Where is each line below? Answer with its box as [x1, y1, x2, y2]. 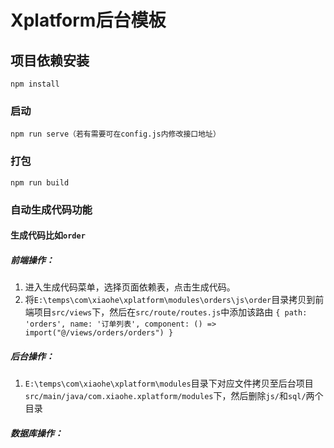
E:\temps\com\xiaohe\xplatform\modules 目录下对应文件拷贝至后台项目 [24, 377, 314, 390]
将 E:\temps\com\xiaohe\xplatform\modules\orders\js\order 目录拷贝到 [24, 294, 316, 306]
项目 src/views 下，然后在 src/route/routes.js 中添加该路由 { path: [33, 306, 308, 318]
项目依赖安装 [10, 52, 90, 69]
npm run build [10, 177, 70, 188]
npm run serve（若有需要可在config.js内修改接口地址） [10, 129, 221, 140]
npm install [10, 79, 60, 89]
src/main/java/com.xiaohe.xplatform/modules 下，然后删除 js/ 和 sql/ [24, 390, 307, 402]
